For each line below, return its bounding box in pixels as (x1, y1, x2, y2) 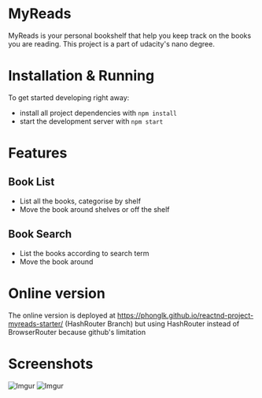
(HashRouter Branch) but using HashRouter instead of (65, 318, 240, 328)
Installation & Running (8, 67, 155, 85)
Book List (8, 175, 55, 189)
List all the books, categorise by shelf (19, 196, 142, 206)
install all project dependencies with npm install (19, 108, 177, 117)
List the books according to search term (19, 248, 149, 258)
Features (8, 144, 68, 162)
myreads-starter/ (8, 318, 64, 328)
